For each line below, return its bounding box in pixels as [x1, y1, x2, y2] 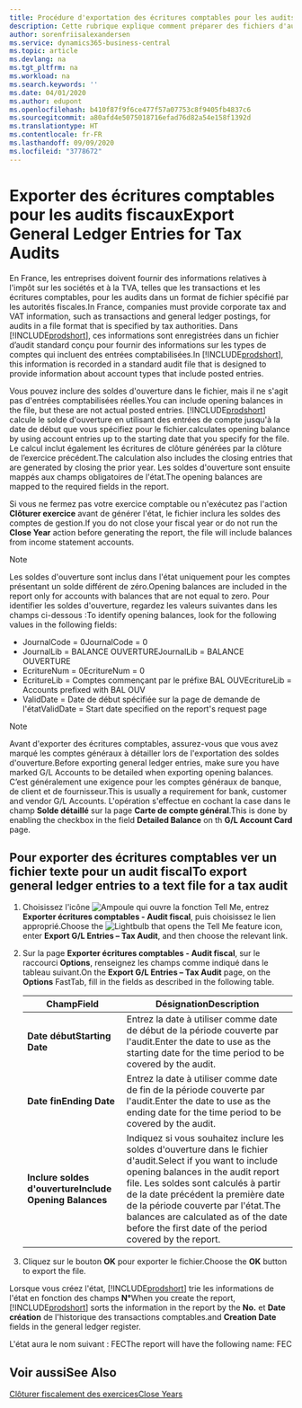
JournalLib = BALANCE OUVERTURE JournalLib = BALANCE [22, 646, 244, 657]
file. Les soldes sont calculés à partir [126, 1177, 281, 1190]
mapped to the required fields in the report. [9, 481, 169, 491]
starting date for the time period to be [126, 1047, 285, 1059]
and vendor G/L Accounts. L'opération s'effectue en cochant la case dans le [9, 795, 291, 806]
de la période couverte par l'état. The [126, 1200, 281, 1212]
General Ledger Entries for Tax [9, 224, 243, 244]
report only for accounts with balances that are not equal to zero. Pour [9, 590, 270, 601]
